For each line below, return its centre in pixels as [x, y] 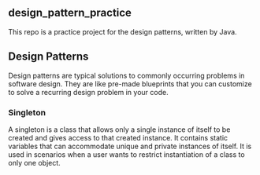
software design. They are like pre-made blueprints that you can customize [130, 84]
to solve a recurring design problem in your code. [88, 92]
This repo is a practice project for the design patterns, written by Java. [123, 31]
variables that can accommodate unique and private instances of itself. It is [130, 146]
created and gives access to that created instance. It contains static [118, 137]
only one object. [34, 162]
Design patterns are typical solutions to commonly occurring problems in [126, 75]
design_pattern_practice [70, 13]
